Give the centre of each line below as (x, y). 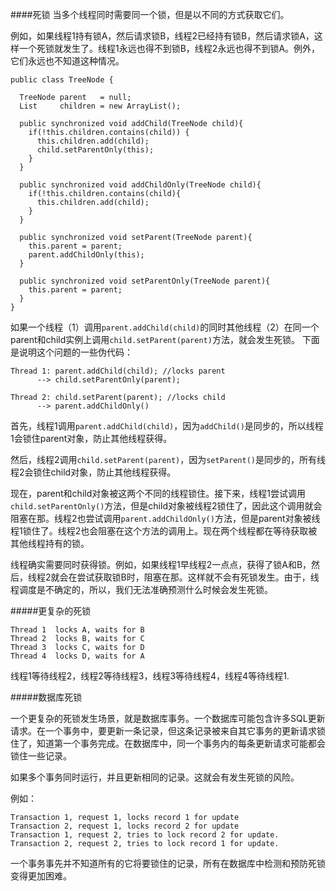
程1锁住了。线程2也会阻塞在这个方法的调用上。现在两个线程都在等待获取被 (164, 531)
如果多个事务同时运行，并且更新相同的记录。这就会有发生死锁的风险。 (155, 777)
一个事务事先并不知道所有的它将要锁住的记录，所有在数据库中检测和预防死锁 (168, 863)
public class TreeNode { (62, 80)
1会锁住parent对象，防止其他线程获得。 (91, 438)
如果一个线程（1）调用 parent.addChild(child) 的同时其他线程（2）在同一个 (165, 327)
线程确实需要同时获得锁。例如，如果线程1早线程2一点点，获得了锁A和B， (161, 564)
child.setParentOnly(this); (95, 150)
